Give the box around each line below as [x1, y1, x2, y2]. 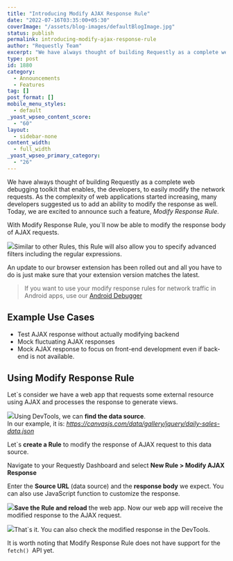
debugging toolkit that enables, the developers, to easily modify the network [7, 185, 225, 193]
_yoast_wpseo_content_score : [7, 113, 92, 120]
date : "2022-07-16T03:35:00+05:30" [7, 17, 110, 24]
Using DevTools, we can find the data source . [14, 412, 146, 421]
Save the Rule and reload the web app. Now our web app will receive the [14, 504, 223, 512]
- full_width [13, 146, 51, 153]
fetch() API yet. [7, 546, 54, 555]
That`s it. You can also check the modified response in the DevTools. [14, 526, 210, 534]
